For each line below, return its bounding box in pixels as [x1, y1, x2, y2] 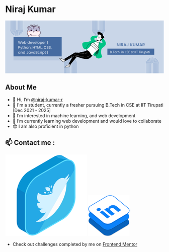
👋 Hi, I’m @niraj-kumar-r [12, 97, 63, 103]
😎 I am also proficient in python [12, 123, 79, 129]
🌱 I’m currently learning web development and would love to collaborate [12, 118, 162, 124]
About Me [5, 83, 37, 92]
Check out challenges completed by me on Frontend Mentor [12, 241, 137, 247]
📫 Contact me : [5, 138, 55, 147]
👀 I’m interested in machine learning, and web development [12, 112, 136, 119]
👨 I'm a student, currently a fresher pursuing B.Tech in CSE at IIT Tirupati [12, 102, 163, 108]
